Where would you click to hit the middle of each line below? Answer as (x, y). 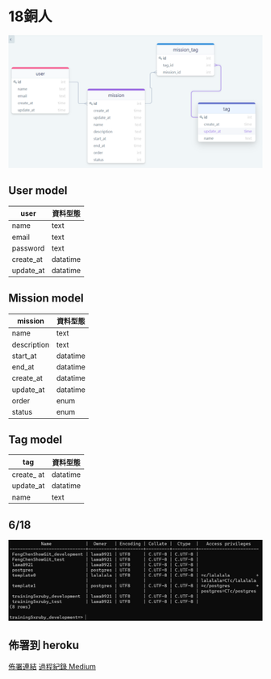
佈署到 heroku (44, 645)
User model (38, 191)
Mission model (46, 299)
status (22, 412)
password (28, 248)
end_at (23, 367)
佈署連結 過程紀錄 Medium (52, 666)
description (31, 344)
